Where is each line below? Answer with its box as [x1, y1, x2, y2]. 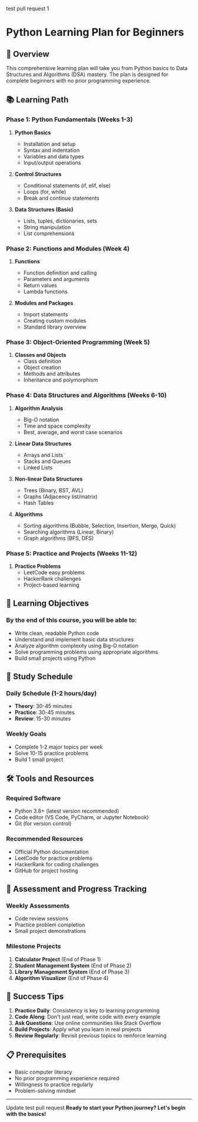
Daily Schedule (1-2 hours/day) [6, 689, 97, 697]
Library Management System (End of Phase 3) [14, 968, 130, 975]
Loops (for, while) [23, 188, 67, 195]
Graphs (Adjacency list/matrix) [23, 493, 98, 500]
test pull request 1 [6, 5, 49, 12]
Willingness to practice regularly [14, 1081, 93, 1088]
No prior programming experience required [14, 1075, 120, 1082]
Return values [23, 282, 57, 289]
